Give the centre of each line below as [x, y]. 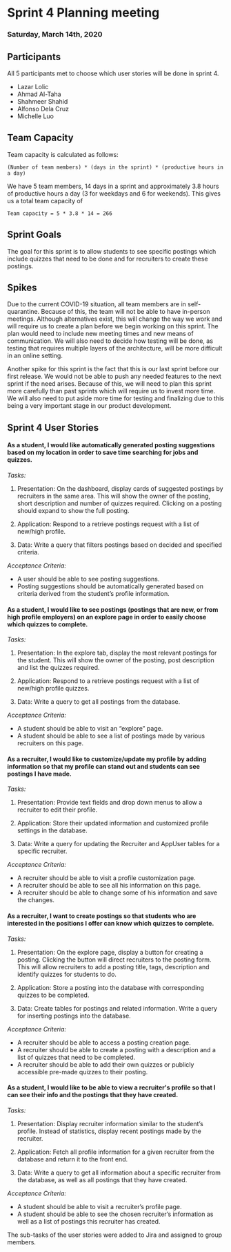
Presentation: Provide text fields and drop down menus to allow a [110, 803]
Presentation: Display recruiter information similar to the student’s [110, 1123]
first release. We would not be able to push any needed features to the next [114, 376]
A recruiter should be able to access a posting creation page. [104, 1043]
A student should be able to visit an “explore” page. [90, 729]
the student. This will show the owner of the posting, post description [116, 660]
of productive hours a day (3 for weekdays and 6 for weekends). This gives [114, 193]
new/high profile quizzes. [53, 689]
